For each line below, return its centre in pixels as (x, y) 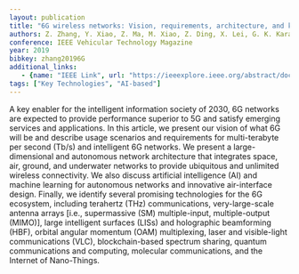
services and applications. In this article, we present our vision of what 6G (145, 128)
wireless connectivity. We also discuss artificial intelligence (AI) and (133, 175)
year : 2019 (29, 51)
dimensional (32, 156)
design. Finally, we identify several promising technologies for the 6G (136, 194)
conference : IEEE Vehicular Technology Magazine (101, 42)
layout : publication (48, 17)
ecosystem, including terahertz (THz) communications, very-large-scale (141, 203)
